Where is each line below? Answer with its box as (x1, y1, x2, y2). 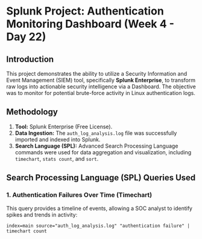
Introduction (6, 54, 54, 64)
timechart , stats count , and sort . (14, 155, 99, 162)
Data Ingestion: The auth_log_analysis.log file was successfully (14, 129, 177, 137)
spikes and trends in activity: (6, 211, 78, 218)
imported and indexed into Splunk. (14, 136, 101, 143)
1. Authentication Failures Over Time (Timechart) (6, 191, 153, 199)
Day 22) (6, 30, 46, 44)
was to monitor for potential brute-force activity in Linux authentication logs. (6, 90, 196, 96)
